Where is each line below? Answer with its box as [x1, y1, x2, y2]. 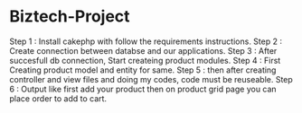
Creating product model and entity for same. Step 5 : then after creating [9, 65, 277, 75]
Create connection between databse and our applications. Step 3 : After [9, 45, 278, 56]
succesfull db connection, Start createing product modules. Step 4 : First [9, 55, 281, 65]
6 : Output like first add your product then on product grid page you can [9, 83, 278, 94]
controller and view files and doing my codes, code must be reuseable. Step [9, 74, 294, 84]
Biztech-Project [9, 6, 130, 27]
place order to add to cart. [9, 92, 107, 104]
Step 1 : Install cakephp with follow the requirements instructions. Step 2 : [9, 36, 283, 47]
